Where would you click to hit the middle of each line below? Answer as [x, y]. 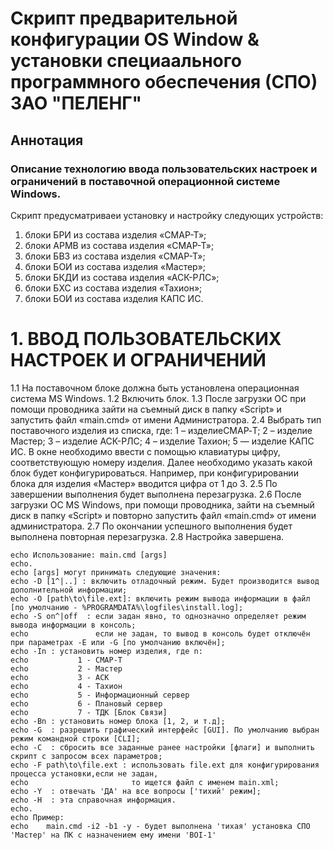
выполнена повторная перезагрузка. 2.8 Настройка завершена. [147, 536]
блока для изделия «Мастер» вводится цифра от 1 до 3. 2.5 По [144, 483]
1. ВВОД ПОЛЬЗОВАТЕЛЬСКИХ [146, 339]
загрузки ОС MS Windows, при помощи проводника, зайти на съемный [162, 504]
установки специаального [126, 61]
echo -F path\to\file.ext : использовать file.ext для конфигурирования [165, 765]
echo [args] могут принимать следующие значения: [116, 572]
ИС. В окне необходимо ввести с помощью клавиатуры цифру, [145, 451]
